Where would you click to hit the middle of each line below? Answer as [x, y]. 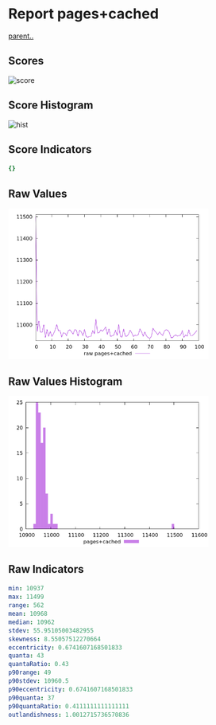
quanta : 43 [26, 656]
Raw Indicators [46, 569]
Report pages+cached [83, 14]
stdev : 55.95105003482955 [51, 630]
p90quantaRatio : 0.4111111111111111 [69, 706]
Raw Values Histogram [66, 381]
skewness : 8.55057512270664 [55, 639]
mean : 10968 [28, 614]
